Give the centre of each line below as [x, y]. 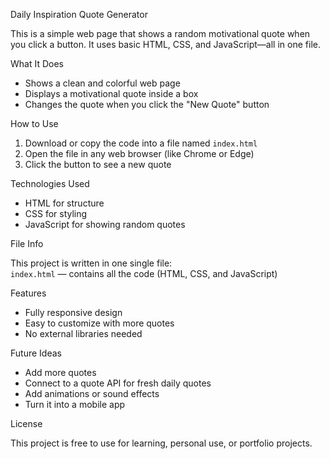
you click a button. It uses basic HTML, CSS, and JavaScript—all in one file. [165, 44]
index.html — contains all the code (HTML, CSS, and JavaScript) [144, 273]
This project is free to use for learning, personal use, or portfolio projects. [161, 443]
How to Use [34, 123]
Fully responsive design [73, 312]
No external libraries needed [83, 333]
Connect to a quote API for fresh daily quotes [118, 383]
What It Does [37, 63]
